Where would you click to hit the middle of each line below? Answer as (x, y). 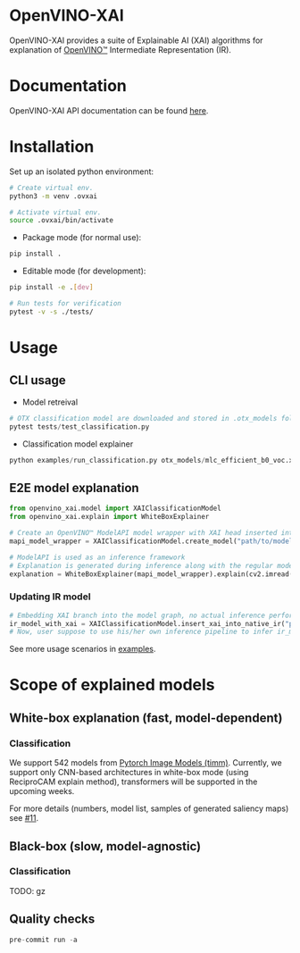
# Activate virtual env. (55, 212)
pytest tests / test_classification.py (79, 426)
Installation (52, 147)
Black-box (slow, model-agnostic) (105, 846)
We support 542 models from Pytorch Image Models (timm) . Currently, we (146, 763)
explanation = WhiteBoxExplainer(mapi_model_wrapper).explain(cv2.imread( (151, 574)
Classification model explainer (78, 444)
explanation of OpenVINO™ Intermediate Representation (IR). (121, 49)
